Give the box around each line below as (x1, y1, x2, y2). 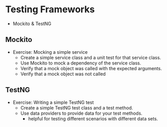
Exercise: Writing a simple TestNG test (12, 99, 94, 105)
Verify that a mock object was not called (20, 71, 106, 77)
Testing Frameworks (5, 4, 95, 15)
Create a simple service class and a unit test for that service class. (20, 54, 161, 60)
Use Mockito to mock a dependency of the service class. (20, 60, 141, 66)
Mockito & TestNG (12, 20, 51, 27)
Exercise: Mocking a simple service (12, 49, 88, 55)
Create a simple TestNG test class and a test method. (20, 104, 134, 111)
